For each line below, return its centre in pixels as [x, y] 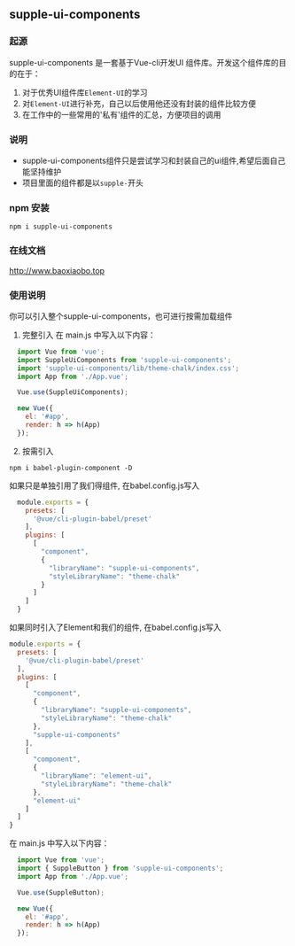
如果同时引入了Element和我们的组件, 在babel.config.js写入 [115, 627]
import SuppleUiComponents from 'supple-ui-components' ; [124, 360]
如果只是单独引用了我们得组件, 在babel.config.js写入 [105, 485]
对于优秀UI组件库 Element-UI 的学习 [85, 92]
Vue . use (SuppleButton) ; [61, 892]
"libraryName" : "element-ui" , [97, 776]
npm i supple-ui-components [61, 227]
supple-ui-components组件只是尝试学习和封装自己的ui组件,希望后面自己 [154, 160]
